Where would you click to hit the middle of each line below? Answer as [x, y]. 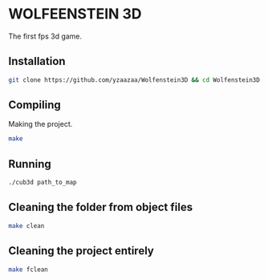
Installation [37, 61]
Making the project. [41, 124]
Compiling [35, 105]
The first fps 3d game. [45, 36]
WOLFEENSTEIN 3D [75, 14]
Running [30, 164]
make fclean [28, 270]
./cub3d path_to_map [43, 183]
